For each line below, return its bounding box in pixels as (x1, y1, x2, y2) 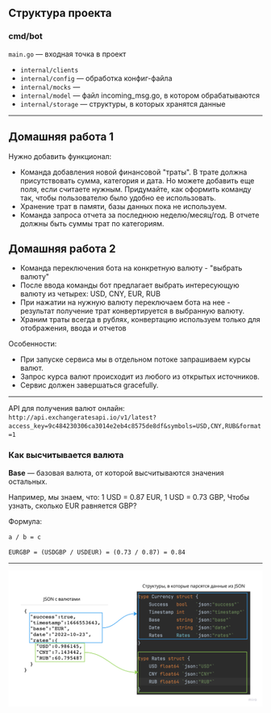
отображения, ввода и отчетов (19, 323, 127, 333)
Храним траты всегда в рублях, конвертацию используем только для (19, 315, 261, 325)
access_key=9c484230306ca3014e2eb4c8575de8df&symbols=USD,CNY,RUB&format (8, 422, 262, 430)
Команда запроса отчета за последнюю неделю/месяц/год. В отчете (19, 210, 260, 220)
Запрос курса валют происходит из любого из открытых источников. (19, 371, 260, 382)
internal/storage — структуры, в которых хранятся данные (19, 99, 226, 108)
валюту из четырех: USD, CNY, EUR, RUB (19, 289, 161, 299)
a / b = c (8, 533, 42, 541)
